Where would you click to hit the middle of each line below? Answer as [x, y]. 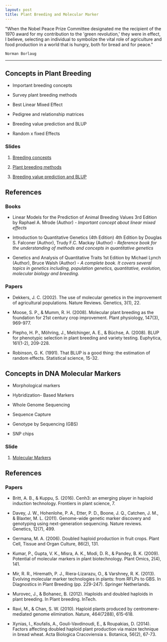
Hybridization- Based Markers [43, 395]
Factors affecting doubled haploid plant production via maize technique [85, 629]
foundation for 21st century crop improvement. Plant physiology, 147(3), [86, 318]
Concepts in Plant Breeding [48, 73]
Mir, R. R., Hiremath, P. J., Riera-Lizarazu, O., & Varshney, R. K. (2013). [84, 574]
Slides [13, 146]
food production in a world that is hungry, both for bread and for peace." [79, 44]
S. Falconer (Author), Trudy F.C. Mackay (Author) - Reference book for [84, 243]
